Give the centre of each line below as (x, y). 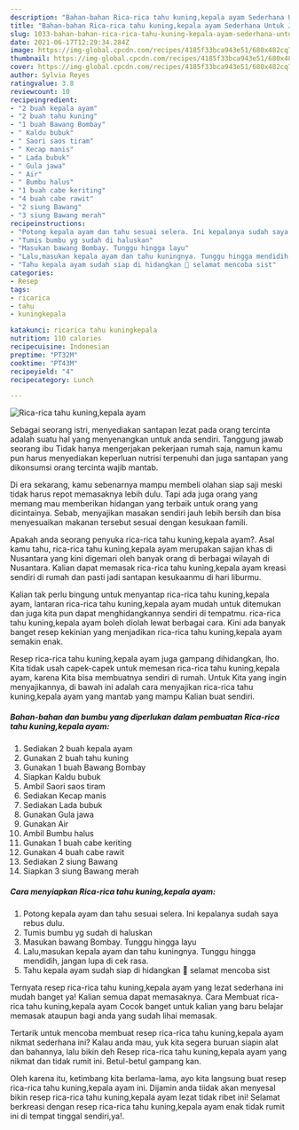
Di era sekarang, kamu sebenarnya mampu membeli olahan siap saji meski (146, 485)
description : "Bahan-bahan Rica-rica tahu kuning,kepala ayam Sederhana (147, 17)
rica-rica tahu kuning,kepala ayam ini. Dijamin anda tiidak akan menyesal (143, 1088)
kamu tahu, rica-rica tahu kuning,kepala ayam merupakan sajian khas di (142, 549)
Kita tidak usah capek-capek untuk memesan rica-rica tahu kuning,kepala (145, 668)
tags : (20, 289)
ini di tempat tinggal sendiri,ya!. (67, 1116)
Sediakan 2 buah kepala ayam (78, 749)
